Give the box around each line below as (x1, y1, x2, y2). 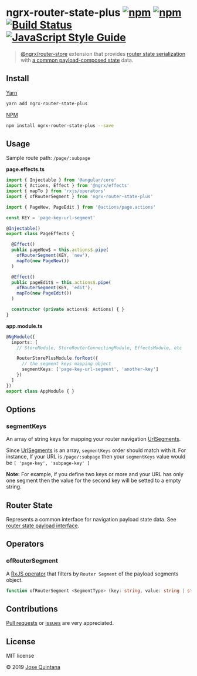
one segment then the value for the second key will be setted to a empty (6, 477, 181, 484)
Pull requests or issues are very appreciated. (6, 620, 114, 627)
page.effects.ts (6, 166, 45, 173)
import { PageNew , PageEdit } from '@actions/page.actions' (6, 204, 157, 210)
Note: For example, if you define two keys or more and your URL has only (6, 471, 184, 478)
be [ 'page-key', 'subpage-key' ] (6, 459, 90, 467)
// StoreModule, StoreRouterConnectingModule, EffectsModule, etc (16, 344, 182, 351)
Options (6, 404, 36, 414)
